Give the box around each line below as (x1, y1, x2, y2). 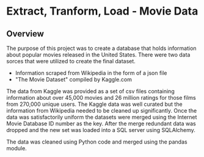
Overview (6, 29, 45, 39)
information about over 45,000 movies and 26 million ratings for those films (6, 94, 197, 101)
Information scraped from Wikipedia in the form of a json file (15, 69, 167, 77)
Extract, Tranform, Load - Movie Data (6, 4, 199, 18)
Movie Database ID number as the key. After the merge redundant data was (6, 120, 197, 127)
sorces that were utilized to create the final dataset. (6, 58, 136, 65)
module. (6, 145, 27, 152)
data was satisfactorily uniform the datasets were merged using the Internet (6, 114, 197, 120)
